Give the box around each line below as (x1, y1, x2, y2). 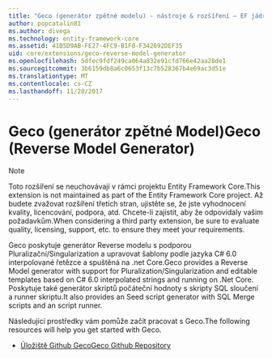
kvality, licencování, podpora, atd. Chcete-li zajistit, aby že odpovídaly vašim (8, 207, 263, 217)
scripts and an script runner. (8, 300, 103, 310)
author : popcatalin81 (8, 19, 82, 28)
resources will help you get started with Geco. (8, 325, 162, 335)
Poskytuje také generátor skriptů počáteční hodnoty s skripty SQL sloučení (8, 283, 259, 293)
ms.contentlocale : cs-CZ (8, 79, 92, 87)
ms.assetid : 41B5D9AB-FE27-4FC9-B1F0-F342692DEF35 (8, 42, 183, 50)
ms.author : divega (8, 27, 70, 35)
